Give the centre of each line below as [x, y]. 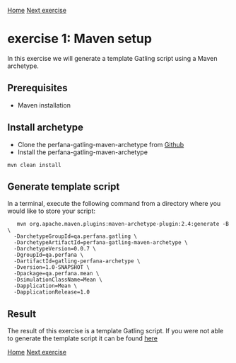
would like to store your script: [52, 211]
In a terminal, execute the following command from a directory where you [114, 204]
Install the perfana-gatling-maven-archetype [83, 152]
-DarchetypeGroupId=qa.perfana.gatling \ [76, 236]
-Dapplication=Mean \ [46, 286]
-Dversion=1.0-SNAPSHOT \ [52, 267]
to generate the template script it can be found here [82, 338]
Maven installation [44, 105]
